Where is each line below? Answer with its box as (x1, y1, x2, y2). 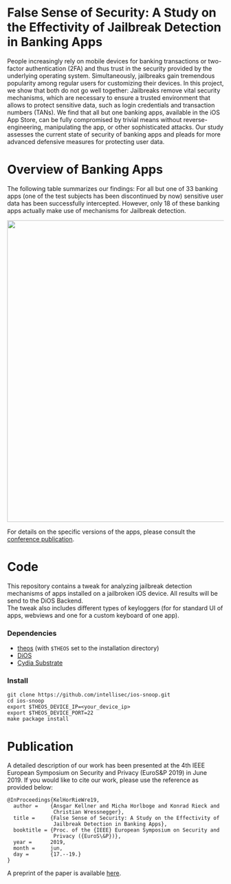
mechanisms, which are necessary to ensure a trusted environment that (7, 93, 211, 101)
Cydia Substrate (16, 659, 63, 667)
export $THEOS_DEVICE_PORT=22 (7, 710, 94, 716)
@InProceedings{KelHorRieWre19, (7, 796, 100, 804)
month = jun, (13, 845, 63, 852)
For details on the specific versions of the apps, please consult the (7, 528, 196, 536)
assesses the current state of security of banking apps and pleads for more (7, 130, 221, 139)
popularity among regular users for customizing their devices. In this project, (7, 79, 224, 87)
